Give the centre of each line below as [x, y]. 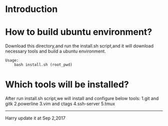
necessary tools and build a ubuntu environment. [55, 51]
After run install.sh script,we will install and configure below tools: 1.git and [82, 98]
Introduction [31, 9]
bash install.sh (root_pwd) [43, 65]
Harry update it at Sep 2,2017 [35, 118]
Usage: [12, 60]
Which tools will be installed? [67, 85]
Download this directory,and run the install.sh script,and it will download [79, 46]
